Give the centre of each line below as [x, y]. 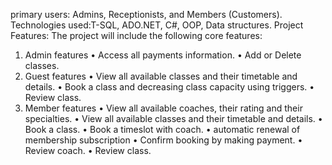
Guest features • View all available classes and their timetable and [161, 76]
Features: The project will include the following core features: [136, 35]
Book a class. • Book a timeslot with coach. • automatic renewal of [162, 129]
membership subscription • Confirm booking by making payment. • [163, 140]
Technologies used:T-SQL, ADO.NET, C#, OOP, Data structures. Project [157, 25]
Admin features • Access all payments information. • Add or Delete [163, 55]
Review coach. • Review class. [88, 150]
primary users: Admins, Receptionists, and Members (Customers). [146, 14]
